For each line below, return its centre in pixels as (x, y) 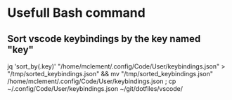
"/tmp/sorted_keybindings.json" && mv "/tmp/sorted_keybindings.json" (110, 74)
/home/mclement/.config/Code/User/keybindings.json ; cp (92, 81)
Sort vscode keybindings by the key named (104, 39)
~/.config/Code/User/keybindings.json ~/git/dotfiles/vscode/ (95, 88)
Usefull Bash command (76, 13)
